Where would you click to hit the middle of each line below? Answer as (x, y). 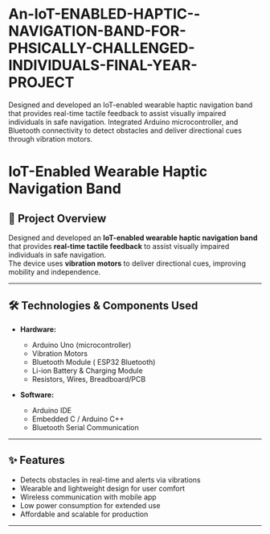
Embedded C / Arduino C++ (78, 419)
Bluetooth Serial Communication (85, 427)
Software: (37, 395)
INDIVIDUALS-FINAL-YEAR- (103, 66)
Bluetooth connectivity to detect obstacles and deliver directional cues (125, 130)
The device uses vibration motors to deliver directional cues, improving (127, 263)
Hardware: (38, 329)
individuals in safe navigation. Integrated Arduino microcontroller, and (123, 122)
